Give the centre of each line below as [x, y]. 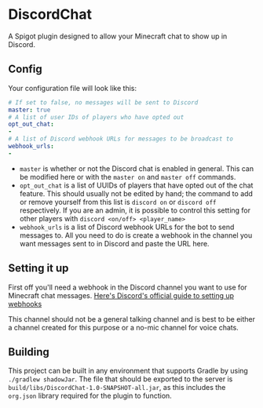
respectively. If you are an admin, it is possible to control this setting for [135, 210]
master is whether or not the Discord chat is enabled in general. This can [136, 168]
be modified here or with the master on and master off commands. [128, 177]
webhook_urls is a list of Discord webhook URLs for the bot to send [127, 227]
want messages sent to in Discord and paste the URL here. [114, 243]
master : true [29, 110]
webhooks [25, 304]
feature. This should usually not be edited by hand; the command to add [136, 193]
